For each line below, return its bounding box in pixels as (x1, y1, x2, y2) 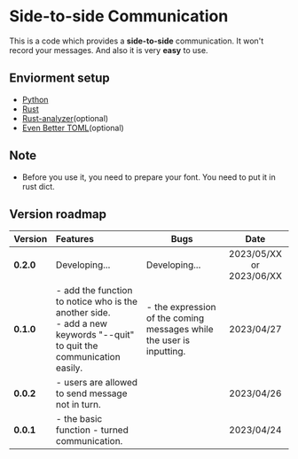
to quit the (56, 339, 98, 352)
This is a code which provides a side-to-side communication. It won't (9, 35, 264, 46)
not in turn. (56, 399, 102, 411)
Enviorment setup (9, 71, 111, 86)
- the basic (56, 413, 103, 425)
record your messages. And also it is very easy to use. (9, 44, 208, 55)
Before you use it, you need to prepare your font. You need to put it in (21, 171, 277, 183)
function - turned (56, 424, 129, 436)
